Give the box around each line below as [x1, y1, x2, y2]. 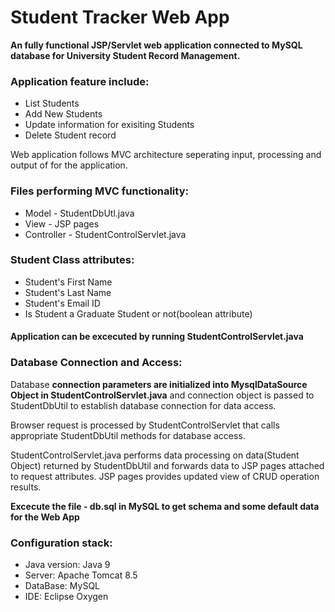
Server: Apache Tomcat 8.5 [24, 569, 138, 581]
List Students [24, 97, 80, 110]
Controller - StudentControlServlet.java [24, 228, 187, 240]
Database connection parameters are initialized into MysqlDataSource [10, 378, 308, 390]
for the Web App [10, 511, 80, 523]
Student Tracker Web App [10, 6, 230, 29]
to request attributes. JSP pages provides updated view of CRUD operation [10, 470, 320, 482]
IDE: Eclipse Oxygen [24, 591, 109, 603]
